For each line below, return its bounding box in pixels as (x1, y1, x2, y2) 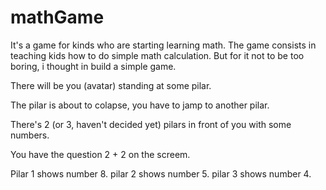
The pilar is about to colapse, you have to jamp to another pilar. (10, 99, 270, 111)
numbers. (10, 129, 50, 141)
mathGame (10, 6, 105, 29)
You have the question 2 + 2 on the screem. (10, 148, 191, 160)
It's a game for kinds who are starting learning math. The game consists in (10, 39, 317, 51)
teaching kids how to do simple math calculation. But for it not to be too (10, 49, 305, 61)
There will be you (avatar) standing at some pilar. (10, 79, 212, 91)
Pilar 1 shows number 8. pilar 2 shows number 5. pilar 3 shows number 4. (10, 167, 312, 180)
